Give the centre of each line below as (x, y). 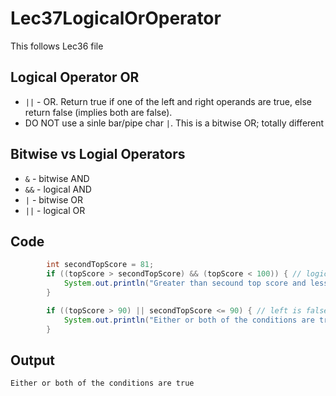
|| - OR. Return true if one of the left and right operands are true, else (168, 101)
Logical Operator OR (75, 77)
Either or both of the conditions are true (102, 383)
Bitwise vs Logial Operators (98, 154)
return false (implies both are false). (98, 112)
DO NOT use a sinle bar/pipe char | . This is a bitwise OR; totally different (174, 123)
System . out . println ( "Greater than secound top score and (185, 283)
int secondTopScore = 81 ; (100, 265)
